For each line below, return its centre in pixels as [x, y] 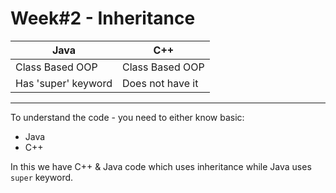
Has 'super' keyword [64, 83]
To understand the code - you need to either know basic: [127, 117]
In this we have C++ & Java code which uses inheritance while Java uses [161, 166]
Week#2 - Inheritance [103, 18]
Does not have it [160, 83]
